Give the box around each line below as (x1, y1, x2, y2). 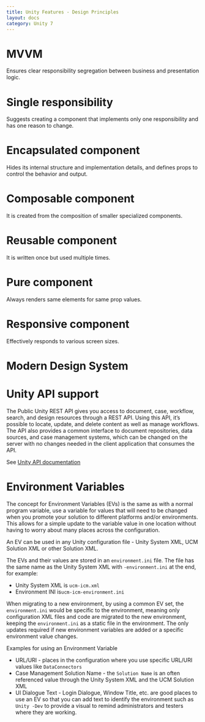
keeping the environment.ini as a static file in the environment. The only (6, 619, 189, 627)
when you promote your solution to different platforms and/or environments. (6, 513, 198, 521)
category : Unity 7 (6, 20, 53, 26)
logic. (6, 74, 20, 81)
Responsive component (6, 317, 130, 332)
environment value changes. (6, 633, 78, 640)
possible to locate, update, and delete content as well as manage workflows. (6, 421, 199, 428)
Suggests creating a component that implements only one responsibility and (6, 115, 199, 123)
